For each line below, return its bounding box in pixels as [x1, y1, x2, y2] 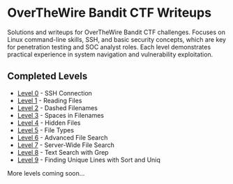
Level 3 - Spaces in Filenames [17, 111, 105, 119]
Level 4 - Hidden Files [17, 118, 81, 127]
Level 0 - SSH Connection [17, 89, 93, 97]
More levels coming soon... [7, 169, 85, 177]
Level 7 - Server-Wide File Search [17, 141, 115, 149]
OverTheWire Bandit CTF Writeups [7, 5, 211, 21]
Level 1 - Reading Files [17, 96, 82, 105]
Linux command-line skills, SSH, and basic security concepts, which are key [7, 35, 227, 43]
